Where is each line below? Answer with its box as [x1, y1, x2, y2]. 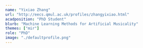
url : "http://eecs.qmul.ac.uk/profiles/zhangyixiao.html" [5, 12, 129, 17]
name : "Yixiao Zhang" [5, 7, 51, 12]
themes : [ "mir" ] [5, 26, 39, 31]
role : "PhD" [5, 30, 30, 35]
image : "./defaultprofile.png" [5, 35, 71, 40]
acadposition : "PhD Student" [5, 16, 66, 21]
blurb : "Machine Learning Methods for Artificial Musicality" [5, 21, 138, 26]
